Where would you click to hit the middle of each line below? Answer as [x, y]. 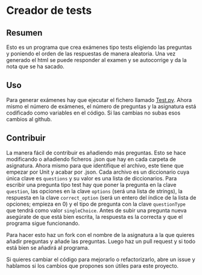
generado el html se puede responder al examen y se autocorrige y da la [96, 60]
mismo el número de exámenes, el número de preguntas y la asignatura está [101, 106]
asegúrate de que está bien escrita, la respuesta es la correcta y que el [94, 217]
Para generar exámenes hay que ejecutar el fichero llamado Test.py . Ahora [99, 100]
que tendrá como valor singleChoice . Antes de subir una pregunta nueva [96, 210]
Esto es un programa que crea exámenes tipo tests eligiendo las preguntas [99, 47]
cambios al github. [29, 119]
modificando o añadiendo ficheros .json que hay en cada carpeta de [91, 159]
